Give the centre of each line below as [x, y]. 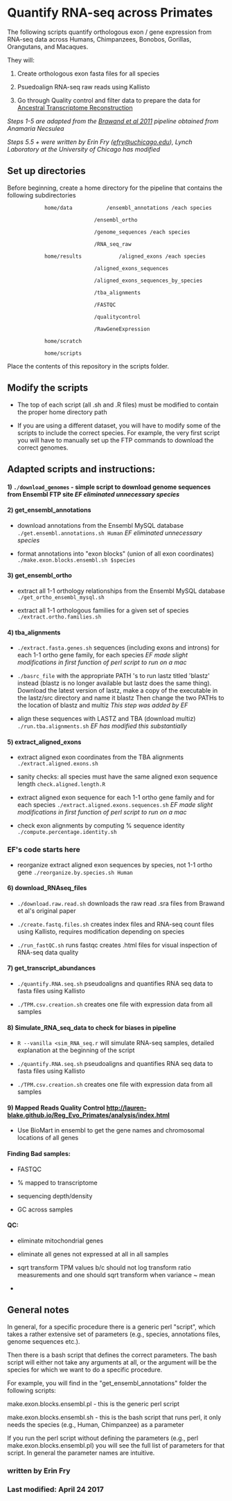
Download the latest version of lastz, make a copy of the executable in [117, 691]
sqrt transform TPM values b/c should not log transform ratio [104, 1267]
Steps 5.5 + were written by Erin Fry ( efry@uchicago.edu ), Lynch [100, 142]
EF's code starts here [44, 850]
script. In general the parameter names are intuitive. [81, 1453]
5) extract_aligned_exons [44, 742]
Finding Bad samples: [39, 1154]
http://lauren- [126, 1108]
